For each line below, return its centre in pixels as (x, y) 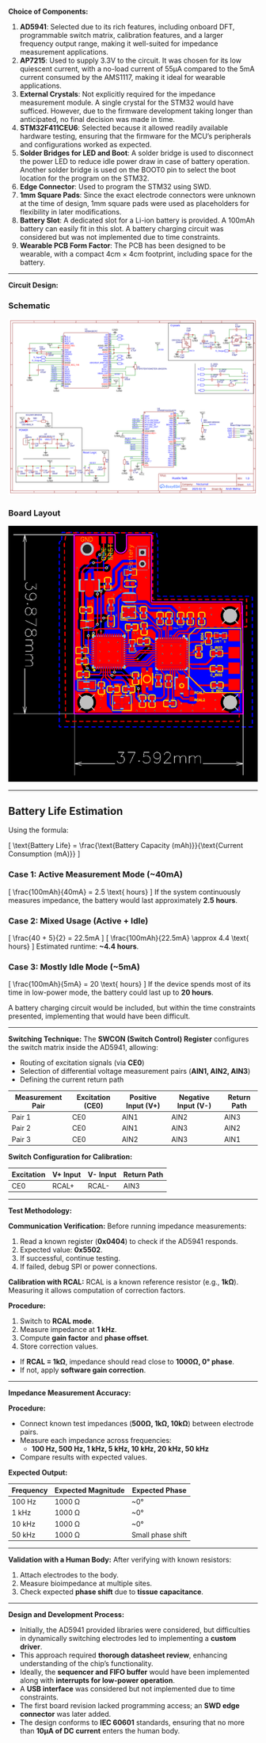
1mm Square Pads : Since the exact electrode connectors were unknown (137, 195)
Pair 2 (21, 1128)
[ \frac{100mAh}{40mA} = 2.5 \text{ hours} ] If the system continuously (125, 892)
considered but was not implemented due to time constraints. (120, 237)
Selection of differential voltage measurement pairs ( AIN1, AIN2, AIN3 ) (135, 1071)
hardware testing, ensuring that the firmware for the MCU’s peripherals (135, 136)
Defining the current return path (72, 1079)
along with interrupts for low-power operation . (97, 1680)
